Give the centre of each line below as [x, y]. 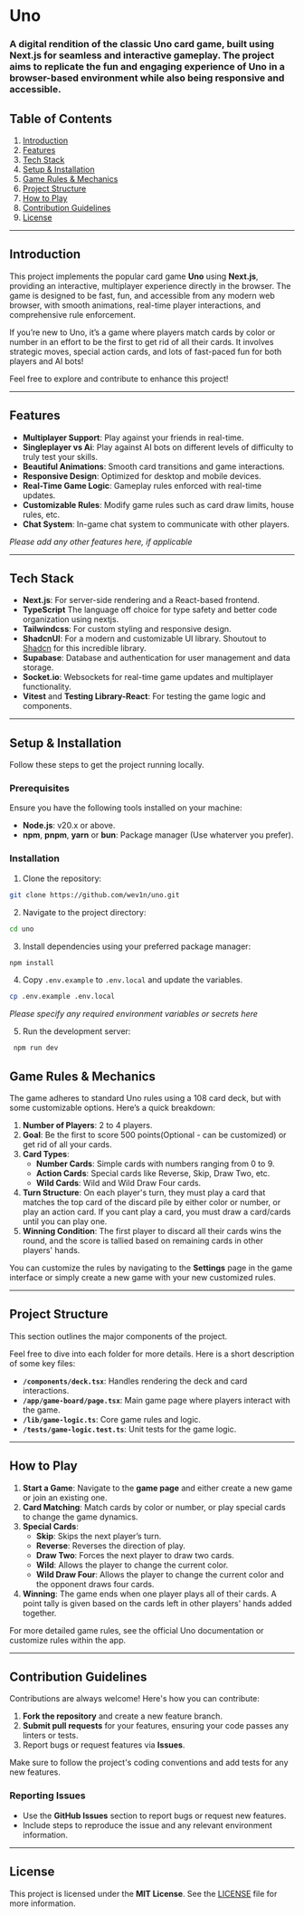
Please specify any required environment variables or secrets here [133, 1014]
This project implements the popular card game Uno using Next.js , [134, 276]
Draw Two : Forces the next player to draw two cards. [135, 1555]
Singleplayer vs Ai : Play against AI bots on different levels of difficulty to [158, 447]
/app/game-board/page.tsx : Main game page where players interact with [157, 1400]
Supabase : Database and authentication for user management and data [157, 658]
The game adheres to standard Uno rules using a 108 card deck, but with [145, 1097]
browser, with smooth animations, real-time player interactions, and [135, 305]
